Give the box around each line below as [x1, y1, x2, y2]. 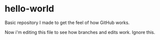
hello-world [5, 3, 55, 14]
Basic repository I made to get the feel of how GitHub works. [5, 19, 130, 25]
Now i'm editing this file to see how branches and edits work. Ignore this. [5, 29, 155, 35]
